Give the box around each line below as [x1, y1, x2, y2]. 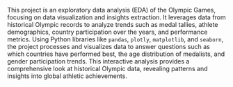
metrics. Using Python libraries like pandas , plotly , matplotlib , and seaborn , [7, 35, 224, 43]
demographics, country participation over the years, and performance [7, 28, 208, 36]
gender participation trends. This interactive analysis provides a [7, 57, 190, 65]
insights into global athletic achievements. [7, 72, 127, 80]
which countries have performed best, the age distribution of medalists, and [7, 50, 225, 58]
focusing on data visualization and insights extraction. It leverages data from [7, 13, 226, 21]
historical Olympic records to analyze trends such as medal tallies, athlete [7, 21, 218, 28]
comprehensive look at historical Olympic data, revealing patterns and [7, 65, 208, 72]
